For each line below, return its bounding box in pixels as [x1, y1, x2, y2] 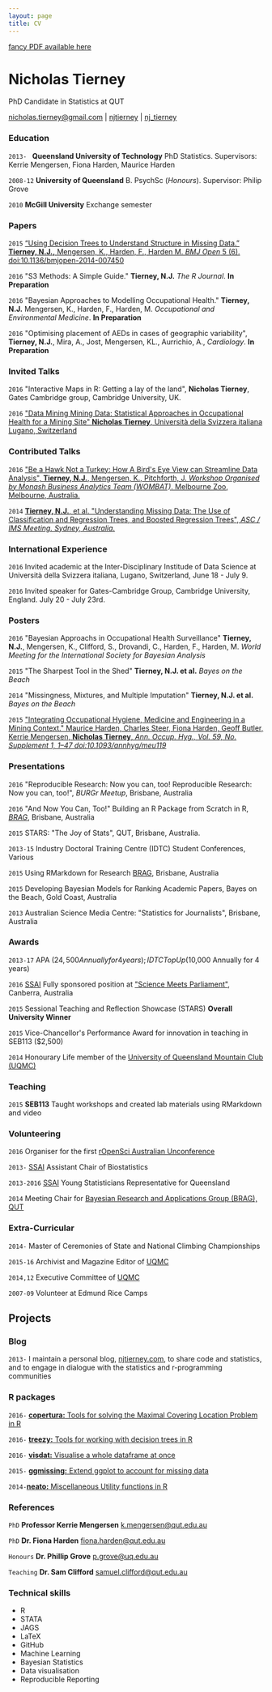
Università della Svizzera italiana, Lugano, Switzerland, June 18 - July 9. [8, 570, 249, 580]
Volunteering [8, 1128, 62, 1140]
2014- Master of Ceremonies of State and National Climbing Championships [8, 1241, 261, 1251]
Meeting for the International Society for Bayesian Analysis [8, 650, 206, 660]
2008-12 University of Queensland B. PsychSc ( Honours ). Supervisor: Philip [8, 175, 262, 185]
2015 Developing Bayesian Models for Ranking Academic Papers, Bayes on [8, 884, 257, 893]
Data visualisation [19, 1666, 79, 1676]
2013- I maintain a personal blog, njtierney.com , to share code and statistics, [8, 1354, 262, 1364]
